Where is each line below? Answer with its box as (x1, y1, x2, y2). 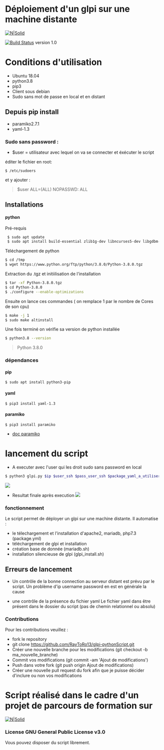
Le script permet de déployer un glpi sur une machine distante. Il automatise (5, 516, 159, 521)
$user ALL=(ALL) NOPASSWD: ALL (17, 186, 88, 192)
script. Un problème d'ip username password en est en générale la (12, 584, 147, 589)
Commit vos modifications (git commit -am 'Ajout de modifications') (12, 657, 148, 663)
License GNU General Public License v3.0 (5, 728, 106, 735)
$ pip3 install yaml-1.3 (5, 401, 56, 406)
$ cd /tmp (5, 258, 25, 262)
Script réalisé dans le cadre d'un (5, 690, 139, 701)
